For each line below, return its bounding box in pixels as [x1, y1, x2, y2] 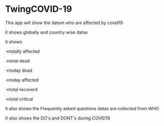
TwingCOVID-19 [5, 3, 72, 15]
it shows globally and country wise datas [5, 29, 88, 35]
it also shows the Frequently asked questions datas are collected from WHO [5, 105, 159, 111]
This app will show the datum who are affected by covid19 [5, 20, 123, 26]
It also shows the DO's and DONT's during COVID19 [5, 115, 110, 121]
